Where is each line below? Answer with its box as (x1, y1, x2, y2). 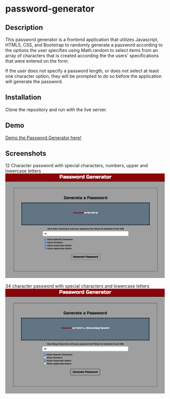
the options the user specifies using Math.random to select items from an (5, 47, 158, 53)
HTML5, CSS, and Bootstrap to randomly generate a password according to (5, 42, 163, 48)
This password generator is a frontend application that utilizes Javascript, (5, 36, 158, 42)
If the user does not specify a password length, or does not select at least (5, 68, 159, 74)
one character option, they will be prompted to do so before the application (5, 73, 162, 79)
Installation (5, 93, 41, 102)
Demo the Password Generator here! (5, 134, 82, 140)
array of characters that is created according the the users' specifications (5, 53, 159, 59)
